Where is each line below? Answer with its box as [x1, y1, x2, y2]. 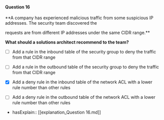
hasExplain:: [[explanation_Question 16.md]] [12, 109, 101, 116]
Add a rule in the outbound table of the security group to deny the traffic [12, 64, 159, 70]
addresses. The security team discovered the [5, 20, 97, 26]
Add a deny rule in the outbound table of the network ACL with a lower [12, 94, 156, 100]
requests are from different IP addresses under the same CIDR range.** [5, 30, 150, 36]
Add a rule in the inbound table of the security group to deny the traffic [12, 49, 156, 55]
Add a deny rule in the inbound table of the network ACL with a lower [12, 79, 153, 85]
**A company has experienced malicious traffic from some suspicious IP [5, 15, 154, 21]
